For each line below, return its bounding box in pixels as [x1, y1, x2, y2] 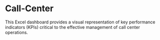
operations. [5, 29, 28, 35]
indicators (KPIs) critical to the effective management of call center [5, 24, 140, 30]
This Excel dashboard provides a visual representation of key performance [5, 19, 156, 25]
